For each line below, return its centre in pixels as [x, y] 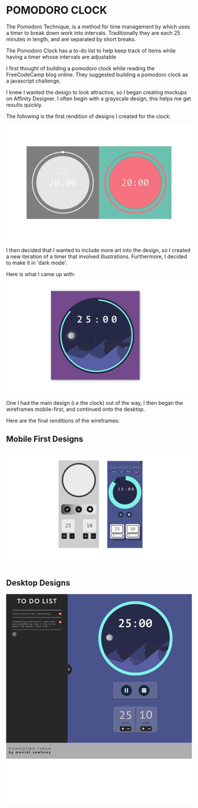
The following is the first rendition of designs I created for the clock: [88, 116]
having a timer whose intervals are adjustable [61, 57]
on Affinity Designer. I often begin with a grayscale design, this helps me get [99, 99]
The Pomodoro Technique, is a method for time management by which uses [98, 27]
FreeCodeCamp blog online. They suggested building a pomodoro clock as [97, 74]
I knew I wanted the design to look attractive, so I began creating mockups [97, 92]
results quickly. [24, 104]
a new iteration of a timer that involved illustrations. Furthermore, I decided [97, 256]
